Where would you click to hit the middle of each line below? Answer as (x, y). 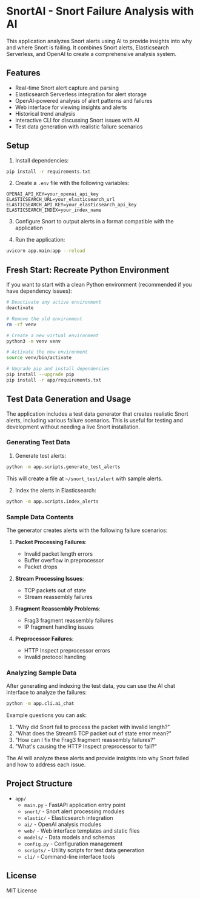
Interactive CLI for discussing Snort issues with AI (77, 120)
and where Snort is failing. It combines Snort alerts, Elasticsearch (88, 47)
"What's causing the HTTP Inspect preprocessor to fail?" (86, 746)
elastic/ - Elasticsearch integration (68, 817)
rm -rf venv (21, 324)
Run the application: (40, 240)
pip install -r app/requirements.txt (54, 380)
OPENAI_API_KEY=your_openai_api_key (52, 194)
